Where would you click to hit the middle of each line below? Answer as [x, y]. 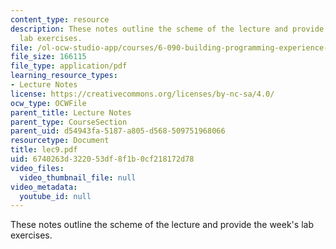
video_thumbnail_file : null [78, 177]
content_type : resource [60, 19]
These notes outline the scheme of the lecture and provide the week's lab [162, 225]
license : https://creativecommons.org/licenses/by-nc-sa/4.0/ [142, 94]
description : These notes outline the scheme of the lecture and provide [167, 29]
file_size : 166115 [48, 57]
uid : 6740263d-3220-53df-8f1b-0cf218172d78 [102, 159]
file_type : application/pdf [69, 66]
